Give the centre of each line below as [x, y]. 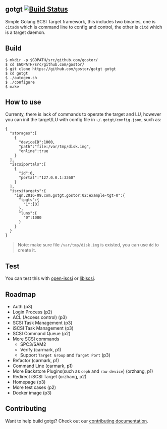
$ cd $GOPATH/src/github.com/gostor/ [45, 64]
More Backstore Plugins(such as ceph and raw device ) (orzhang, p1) [83, 371]
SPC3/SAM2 [33, 344]
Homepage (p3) [29, 382]
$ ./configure [20, 82]
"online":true [34, 151]
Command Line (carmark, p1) [43, 366]
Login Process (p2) [32, 312]
